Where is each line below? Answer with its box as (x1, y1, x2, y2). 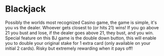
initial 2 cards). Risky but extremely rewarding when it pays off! (5, 45, 133, 51)
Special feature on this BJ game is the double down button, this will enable (5, 35, 157, 41)
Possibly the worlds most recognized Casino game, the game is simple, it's (5, 19, 157, 25)
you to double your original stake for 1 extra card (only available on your (5, 40, 151, 46)
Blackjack (5, 3, 46, 15)
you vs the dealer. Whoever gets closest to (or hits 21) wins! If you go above (5, 24, 159, 30)
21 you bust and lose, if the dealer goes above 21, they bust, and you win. (5, 30, 154, 36)
